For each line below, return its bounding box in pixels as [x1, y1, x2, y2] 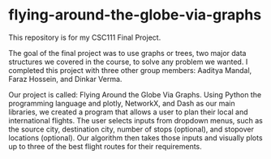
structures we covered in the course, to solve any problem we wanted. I [8, 57, 248, 67]
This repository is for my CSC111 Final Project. [8, 32, 161, 42]
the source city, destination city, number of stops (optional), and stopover [8, 124, 254, 134]
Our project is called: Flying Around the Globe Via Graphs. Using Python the [8, 89, 262, 99]
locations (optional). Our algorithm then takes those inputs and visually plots [8, 132, 263, 143]
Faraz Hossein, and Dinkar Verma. [8, 74, 123, 84]
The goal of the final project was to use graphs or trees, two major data [8, 48, 247, 58]
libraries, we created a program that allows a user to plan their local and [8, 107, 249, 117]
